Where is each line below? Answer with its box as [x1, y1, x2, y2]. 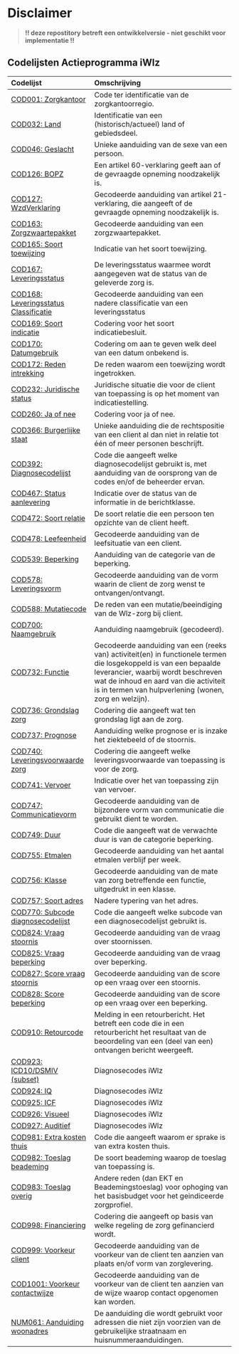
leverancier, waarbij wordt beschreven [94, 667, 223, 677]
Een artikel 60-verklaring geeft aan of [94, 160, 221, 170]
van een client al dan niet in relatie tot [94, 429, 219, 439]
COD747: [11, 800, 43, 810]
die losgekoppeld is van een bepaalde [94, 658, 221, 668]
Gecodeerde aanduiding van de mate [94, 866, 218, 876]
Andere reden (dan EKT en [94, 1173, 184, 1183]
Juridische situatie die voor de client [94, 379, 216, 389]
